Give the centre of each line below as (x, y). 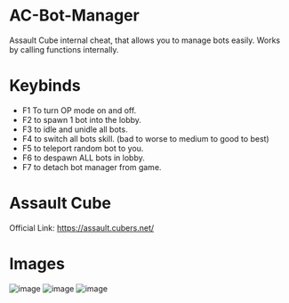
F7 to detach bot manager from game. (92, 167)
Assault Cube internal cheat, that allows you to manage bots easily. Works (145, 40)
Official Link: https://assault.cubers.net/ (82, 227)
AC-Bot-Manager (74, 16)
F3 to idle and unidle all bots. (75, 129)
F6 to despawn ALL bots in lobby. (83, 158)
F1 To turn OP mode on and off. (79, 110)
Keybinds (45, 86)
